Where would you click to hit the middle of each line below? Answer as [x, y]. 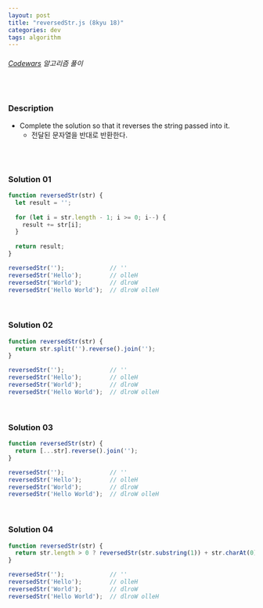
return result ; [40, 247]
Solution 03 [31, 427]
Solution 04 [31, 530]
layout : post [29, 15]
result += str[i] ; [52, 224]
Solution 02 [31, 325]
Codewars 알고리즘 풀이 [46, 63]
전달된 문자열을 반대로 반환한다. [79, 135]
